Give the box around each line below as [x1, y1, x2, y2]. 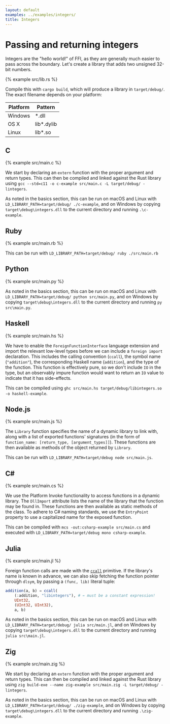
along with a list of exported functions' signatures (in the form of [5, 434, 141, 440]
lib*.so [35, 129, 51, 136]
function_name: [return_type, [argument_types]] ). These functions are [5, 439, 156, 445]
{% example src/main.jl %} [5, 558, 61, 564]
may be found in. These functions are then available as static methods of [5, 504, 158, 510]
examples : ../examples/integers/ [5, 12, 76, 17]
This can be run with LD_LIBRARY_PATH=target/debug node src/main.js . [5, 454, 153, 461]
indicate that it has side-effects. [5, 375, 72, 381]
